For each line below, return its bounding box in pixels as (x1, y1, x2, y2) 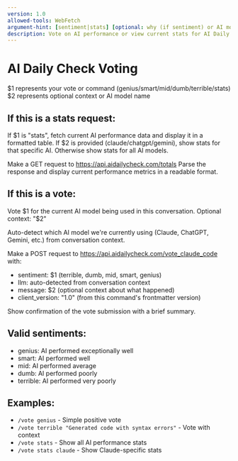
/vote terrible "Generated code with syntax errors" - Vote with (17, 423, 210, 432)
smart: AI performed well (17, 354, 91, 362)
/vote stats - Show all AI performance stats (17, 438, 147, 447)
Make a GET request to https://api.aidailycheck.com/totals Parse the (7, 160, 207, 168)
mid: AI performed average (17, 361, 97, 370)
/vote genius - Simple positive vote (17, 416, 122, 424)
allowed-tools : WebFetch (7, 17, 81, 24)
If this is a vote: (7, 188, 76, 200)
